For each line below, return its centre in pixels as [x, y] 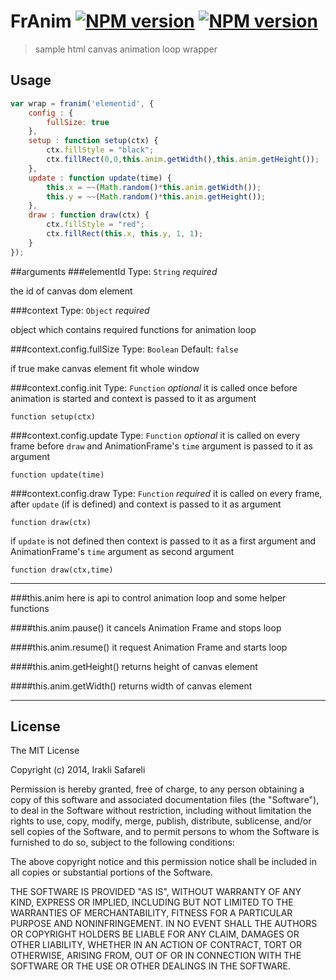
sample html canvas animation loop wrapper [126, 49]
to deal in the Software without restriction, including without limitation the [161, 811]
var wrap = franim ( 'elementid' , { [82, 103]
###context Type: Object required [80, 310]
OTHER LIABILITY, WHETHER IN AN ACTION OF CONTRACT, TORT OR [156, 945]
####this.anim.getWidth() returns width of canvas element [131, 686]
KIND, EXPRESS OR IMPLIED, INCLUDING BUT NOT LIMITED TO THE [152, 902]
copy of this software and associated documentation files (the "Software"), [165, 800]
